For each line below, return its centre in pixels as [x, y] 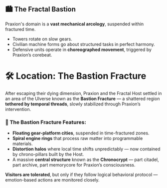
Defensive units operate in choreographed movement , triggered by [82, 49]
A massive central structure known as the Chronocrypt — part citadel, [85, 159]
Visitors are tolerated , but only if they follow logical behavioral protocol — [82, 174]
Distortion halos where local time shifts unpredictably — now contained [86, 149]
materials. [22, 144]
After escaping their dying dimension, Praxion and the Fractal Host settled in [83, 93]
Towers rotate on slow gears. [42, 39]
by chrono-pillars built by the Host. [48, 154]
